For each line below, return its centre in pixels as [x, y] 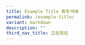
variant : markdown [28, 22]
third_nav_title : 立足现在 [37, 33]
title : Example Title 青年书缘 [42, 11]
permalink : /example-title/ [40, 17]
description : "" [26, 28]
